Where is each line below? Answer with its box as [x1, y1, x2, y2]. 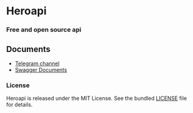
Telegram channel [14, 60, 60, 67]
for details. [6, 101, 33, 108]
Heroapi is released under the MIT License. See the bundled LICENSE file [6, 94, 187, 102]
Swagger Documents [14, 66, 67, 73]
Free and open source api [6, 26, 82, 34]
